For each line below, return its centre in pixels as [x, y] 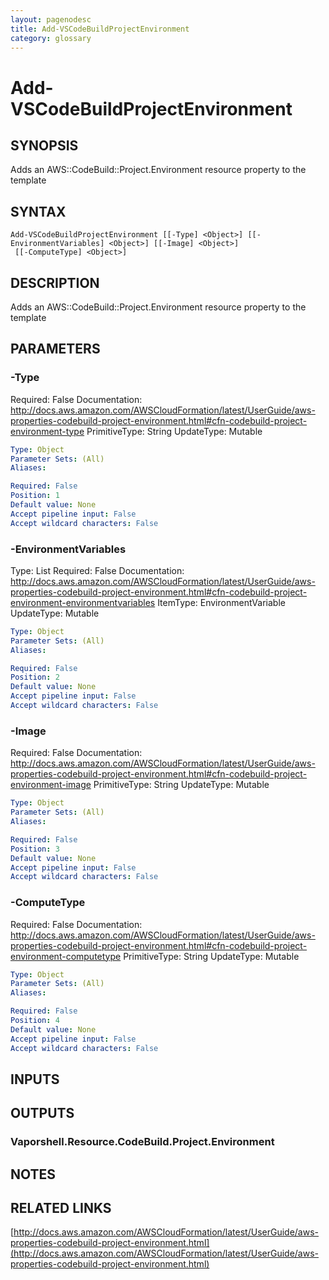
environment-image [51, 785]
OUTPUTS [42, 1113]
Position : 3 [35, 849]
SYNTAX [38, 211]
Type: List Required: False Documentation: [97, 570]
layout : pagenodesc [51, 19]
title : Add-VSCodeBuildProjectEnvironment [100, 29]
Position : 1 [35, 496]
